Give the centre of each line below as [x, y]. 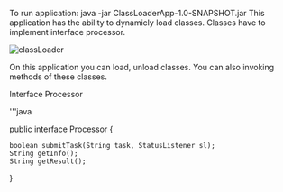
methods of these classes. [59, 77]
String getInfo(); [44, 153]
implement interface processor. [68, 32]
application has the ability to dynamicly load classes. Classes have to [137, 23]
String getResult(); [48, 161]
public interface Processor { [61, 129]
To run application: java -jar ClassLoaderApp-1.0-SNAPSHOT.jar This [137, 13]
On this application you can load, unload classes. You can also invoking [142, 67]
